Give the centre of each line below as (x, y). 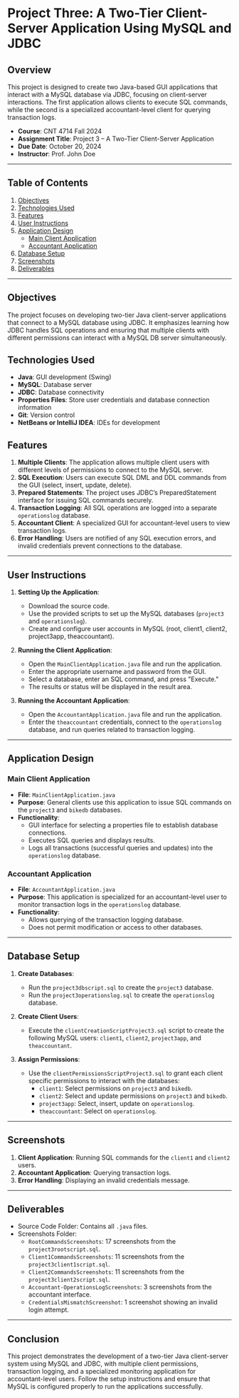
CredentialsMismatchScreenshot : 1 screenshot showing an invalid (123, 1302)
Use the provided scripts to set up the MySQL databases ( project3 (126, 614)
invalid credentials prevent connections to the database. (100, 546)
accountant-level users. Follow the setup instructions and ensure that (109, 1379)
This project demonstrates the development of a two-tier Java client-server (118, 1356)
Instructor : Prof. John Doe (57, 154)
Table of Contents (48, 183)
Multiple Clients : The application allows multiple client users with (113, 463)
